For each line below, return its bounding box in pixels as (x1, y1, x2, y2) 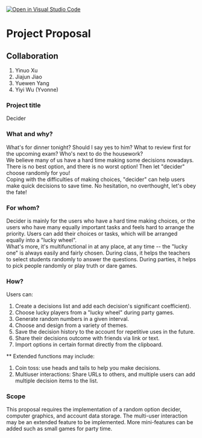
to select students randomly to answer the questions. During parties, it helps (6, 255, 196, 262)
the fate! (6, 188, 27, 195)
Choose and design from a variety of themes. (14, 322, 128, 329)
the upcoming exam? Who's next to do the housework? (6, 150, 144, 157)
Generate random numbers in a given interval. (14, 316, 130, 323)
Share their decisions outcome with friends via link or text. (14, 335, 160, 342)
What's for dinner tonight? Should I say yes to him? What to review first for (6, 144, 191, 151)
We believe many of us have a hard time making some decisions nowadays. (6, 156, 194, 163)
